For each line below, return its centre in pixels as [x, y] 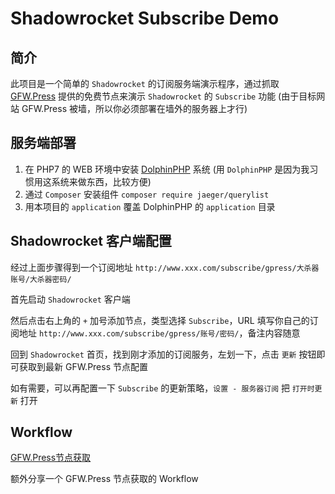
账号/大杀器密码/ [41, 279]
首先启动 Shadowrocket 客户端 [70, 299]
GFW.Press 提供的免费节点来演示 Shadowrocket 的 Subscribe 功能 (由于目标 [163, 96]
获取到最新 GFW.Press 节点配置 [83, 366]
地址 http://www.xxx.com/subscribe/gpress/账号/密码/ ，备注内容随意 [159, 333]
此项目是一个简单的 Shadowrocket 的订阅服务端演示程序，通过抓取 [145, 83]
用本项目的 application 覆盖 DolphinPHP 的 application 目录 [150, 206]
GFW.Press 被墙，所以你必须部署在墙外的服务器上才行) [134, 108]
